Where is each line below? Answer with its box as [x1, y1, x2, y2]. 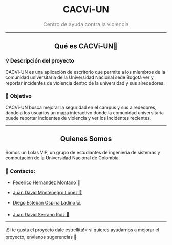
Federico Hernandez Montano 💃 [12, 179, 80, 186]
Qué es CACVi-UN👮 [54, 42, 118, 51]
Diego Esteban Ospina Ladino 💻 [12, 199, 81, 206]
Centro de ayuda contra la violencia [43, 21, 129, 28]
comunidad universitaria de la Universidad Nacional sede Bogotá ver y [5, 74, 154, 80]
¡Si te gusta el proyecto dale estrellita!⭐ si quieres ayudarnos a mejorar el [5, 227, 160, 233]
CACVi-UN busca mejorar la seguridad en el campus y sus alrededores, [5, 104, 157, 110]
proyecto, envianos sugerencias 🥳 [5, 234, 77, 240]
